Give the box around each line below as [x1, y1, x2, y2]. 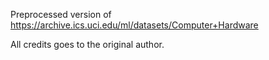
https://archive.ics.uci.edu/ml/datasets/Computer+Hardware [10, 19, 259, 31]
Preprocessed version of [10, 9, 112, 20]
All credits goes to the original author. [10, 39, 165, 50]
